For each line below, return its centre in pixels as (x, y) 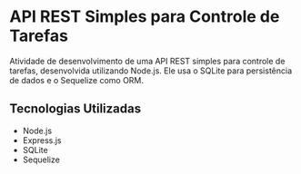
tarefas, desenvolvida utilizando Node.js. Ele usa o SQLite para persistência (151, 71)
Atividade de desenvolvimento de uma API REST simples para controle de (147, 61)
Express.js (42, 140)
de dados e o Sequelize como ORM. (76, 80)
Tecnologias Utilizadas (75, 109)
